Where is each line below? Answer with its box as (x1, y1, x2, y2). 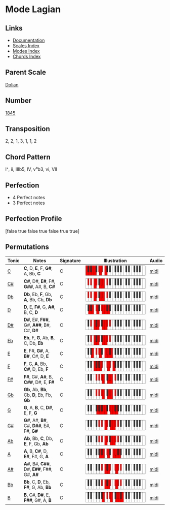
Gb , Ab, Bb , (23, 386, 48, 392)
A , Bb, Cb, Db (23, 296, 52, 303)
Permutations (5, 243, 49, 251)
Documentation (12, 37, 45, 43)
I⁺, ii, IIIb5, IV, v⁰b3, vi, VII (5, 166, 57, 172)
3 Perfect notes (12, 200, 46, 206)
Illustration (103, 258, 127, 264)
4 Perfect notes (12, 195, 46, 201)
